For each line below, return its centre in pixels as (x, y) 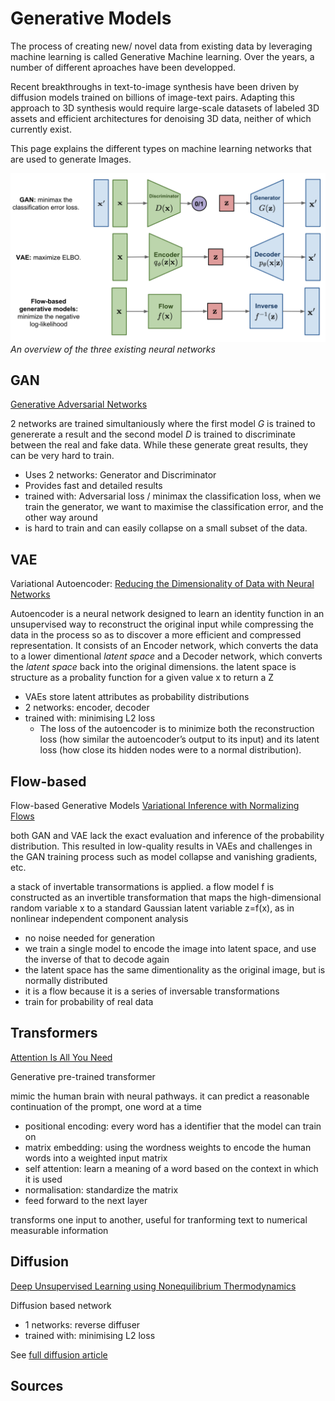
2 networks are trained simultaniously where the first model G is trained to (163, 424)
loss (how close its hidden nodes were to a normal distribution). (170, 750)
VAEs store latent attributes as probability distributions (137, 697)
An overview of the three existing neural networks (113, 349)
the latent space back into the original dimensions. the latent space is (153, 667)
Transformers (54, 1033)
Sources (37, 1386)
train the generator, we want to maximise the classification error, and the (174, 507)
